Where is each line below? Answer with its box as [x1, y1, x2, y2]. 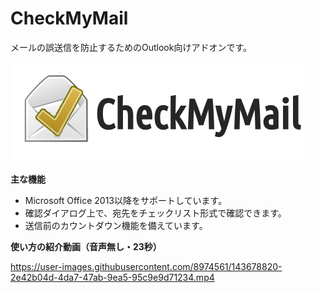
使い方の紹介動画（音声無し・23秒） [10, 240, 162, 252]
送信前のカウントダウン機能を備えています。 [24, 219, 208, 231]
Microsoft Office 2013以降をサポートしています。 [24, 194, 228, 206]
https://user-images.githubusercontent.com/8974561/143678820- [10, 260, 283, 272]
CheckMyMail [10, 7, 129, 30]
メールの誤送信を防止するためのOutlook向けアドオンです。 [10, 41, 253, 53]
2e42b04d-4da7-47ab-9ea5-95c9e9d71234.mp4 [10, 271, 215, 283]
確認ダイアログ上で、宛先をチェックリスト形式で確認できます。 [24, 207, 287, 219]
